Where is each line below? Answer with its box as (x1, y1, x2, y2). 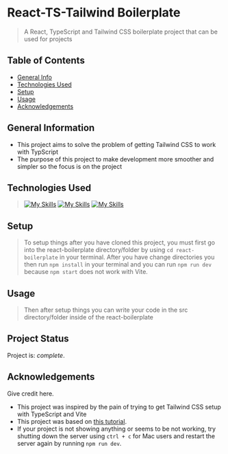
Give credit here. (7, 389, 54, 398)
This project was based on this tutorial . (16, 417, 127, 425)
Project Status (7, 333, 70, 345)
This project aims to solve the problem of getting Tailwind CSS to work (16, 140, 216, 148)
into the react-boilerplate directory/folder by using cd (23, 246, 173, 254)
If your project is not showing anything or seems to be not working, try (16, 424, 216, 433)
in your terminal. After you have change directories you (59, 253, 215, 262)
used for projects (23, 34, 73, 43)
